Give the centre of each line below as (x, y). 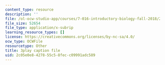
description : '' (22, 14)
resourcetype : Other (26, 46)
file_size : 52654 (23, 23)
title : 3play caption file (33, 50)
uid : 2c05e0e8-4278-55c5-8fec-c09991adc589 (50, 55)
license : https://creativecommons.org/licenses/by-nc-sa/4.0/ (70, 37)
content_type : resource (29, 10)
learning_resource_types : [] (35, 32)
